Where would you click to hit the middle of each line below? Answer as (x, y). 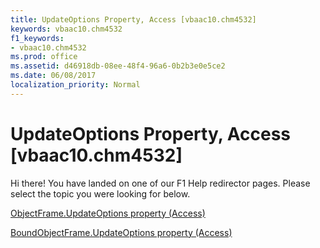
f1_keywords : (37, 38)
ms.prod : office (44, 57)
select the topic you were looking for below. (100, 193)
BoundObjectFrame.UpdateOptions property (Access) (121, 232)
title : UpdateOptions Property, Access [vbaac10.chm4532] (133, 19)
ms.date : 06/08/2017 (53, 76)
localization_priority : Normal (75, 85)
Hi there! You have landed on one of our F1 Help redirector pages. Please (160, 183)
